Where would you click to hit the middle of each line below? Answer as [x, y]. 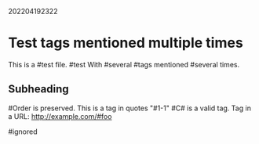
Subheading [38, 89]
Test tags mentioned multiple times [126, 43]
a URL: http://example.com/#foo [60, 116]
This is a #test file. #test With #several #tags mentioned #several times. [124, 64]
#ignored [23, 131]
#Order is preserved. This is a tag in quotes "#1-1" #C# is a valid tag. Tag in [129, 108]
